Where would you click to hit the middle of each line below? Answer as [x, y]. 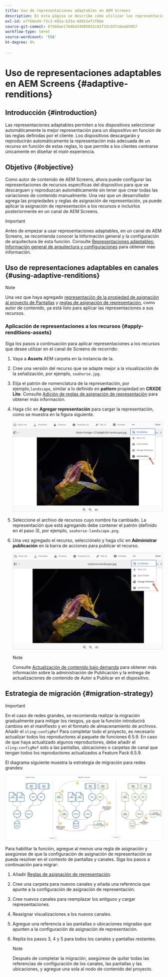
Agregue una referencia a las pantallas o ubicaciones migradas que [82, 924]
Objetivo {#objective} [39, 167]
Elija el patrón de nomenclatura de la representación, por [71, 383]
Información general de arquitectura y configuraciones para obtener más [80, 247]
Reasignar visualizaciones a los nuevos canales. [62, 914]
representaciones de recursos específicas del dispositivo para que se [77, 184]
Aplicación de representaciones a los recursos [63, 326]
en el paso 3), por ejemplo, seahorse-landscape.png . [66, 530]
